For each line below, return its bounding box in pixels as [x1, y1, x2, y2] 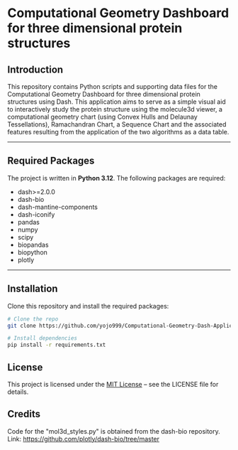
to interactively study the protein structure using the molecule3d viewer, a [7, 105, 223, 113]
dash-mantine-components [17, 203, 98, 211]
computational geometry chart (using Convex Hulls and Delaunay [7, 112, 198, 121]
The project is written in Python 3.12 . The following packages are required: [7, 173, 226, 182]
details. [7, 387, 29, 396]
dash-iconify [17, 210, 55, 218]
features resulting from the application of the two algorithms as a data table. [7, 128, 229, 136]
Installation [7, 283, 58, 295]
